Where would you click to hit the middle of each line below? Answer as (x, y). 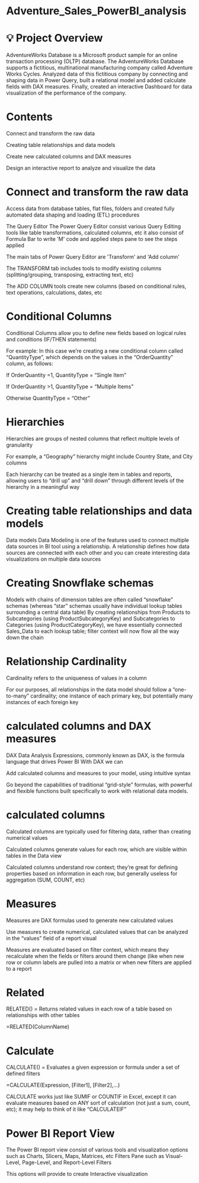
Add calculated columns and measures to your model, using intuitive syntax (99, 773)
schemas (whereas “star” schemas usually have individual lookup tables (94, 605)
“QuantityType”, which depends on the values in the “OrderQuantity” (90, 357)
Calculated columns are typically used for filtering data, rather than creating (99, 831)
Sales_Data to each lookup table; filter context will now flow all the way (93, 631)
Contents (30, 117)
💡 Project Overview (54, 38)
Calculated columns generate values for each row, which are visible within (97, 849)
